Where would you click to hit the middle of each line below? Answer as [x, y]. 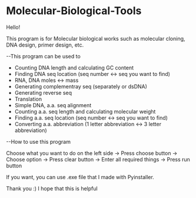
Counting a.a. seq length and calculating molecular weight [85, 111]
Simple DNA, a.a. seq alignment [53, 105]
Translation [28, 99]
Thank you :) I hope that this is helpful [52, 188]
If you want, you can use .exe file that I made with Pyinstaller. [80, 177]
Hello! [13, 27]
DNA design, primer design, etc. [45, 45]
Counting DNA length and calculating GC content [74, 67]
